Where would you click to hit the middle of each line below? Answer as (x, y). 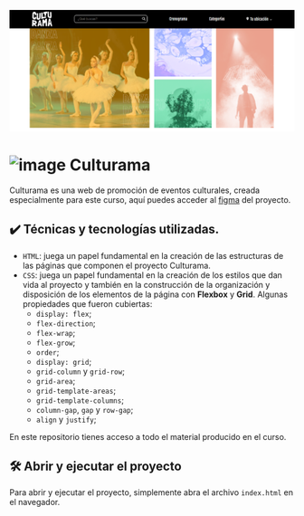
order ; (47, 352)
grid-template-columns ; (80, 400)
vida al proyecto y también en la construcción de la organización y (146, 284)
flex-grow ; (56, 342)
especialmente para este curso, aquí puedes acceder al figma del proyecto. (150, 199)
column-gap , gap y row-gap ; (85, 409)
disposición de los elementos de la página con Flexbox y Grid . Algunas (155, 294)
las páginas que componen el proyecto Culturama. (116, 265)
